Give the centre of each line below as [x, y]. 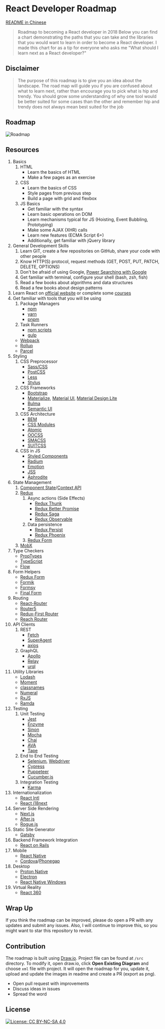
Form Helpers [27, 572]
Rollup [27, 346]
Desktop [21, 866]
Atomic [35, 430]
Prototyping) [40, 225]
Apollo [34, 656]
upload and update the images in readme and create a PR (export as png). [81, 974]
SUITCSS [37, 445]
